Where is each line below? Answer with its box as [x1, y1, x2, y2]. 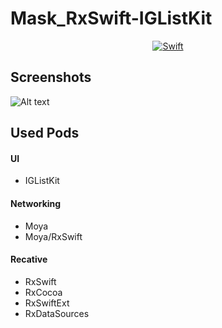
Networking [10, 197, 62, 209]
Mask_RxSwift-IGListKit [10, 7, 213, 30]
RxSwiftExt [24, 297, 70, 309]
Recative [10, 253, 48, 266]
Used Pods [10, 125, 80, 142]
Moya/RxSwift [24, 230, 83, 242]
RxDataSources [24, 307, 90, 319]
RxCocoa [24, 286, 63, 298]
